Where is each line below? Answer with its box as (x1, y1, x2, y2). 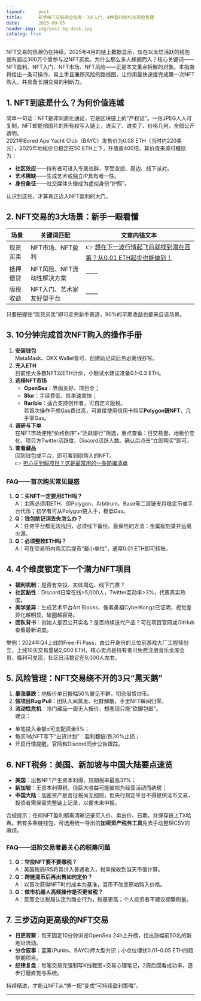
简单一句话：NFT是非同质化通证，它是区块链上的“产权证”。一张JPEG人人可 (6, 115, 192, 122)
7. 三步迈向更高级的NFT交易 (6, 915, 109, 925)
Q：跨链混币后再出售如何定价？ (14, 873, 93, 880)
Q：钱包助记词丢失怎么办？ (14, 515, 83, 522)
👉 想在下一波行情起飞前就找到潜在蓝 (86, 242, 191, 251)
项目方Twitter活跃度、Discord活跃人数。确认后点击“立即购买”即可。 (25, 437, 193, 444)
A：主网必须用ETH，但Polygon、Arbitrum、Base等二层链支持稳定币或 (14, 500, 188, 507)
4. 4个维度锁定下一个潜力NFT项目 (6, 564, 132, 575)
